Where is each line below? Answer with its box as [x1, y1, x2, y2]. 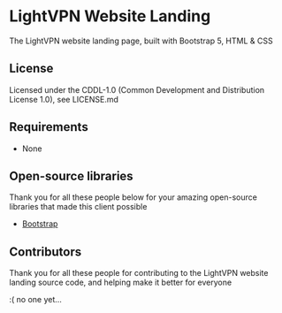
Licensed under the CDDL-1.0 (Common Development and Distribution [9, 84, 265, 95]
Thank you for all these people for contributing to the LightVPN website [9, 268, 269, 279]
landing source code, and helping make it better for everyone [9, 277, 232, 288]
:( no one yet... [9, 294, 62, 305]
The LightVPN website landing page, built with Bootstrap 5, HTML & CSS [9, 35, 273, 46]
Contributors [9, 244, 82, 259]
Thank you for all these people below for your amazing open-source [9, 192, 258, 202]
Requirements [9, 119, 88, 134]
